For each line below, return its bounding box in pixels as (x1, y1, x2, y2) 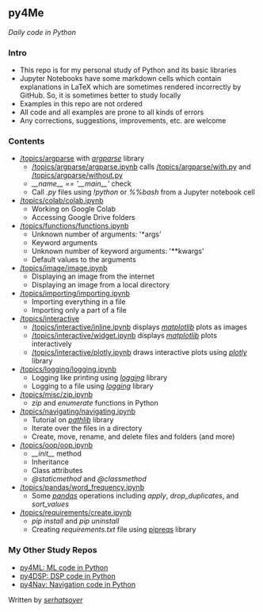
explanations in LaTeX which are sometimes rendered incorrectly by (19, 83, 242, 92)
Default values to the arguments (31, 255, 136, 264)
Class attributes (31, 466, 83, 475)
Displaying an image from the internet (31, 271, 154, 281)
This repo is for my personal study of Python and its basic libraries (19, 65, 237, 75)
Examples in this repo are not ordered (19, 99, 143, 109)
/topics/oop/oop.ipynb (19, 441, 93, 450)
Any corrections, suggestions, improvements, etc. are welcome (19, 116, 227, 125)
